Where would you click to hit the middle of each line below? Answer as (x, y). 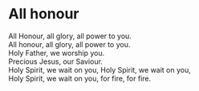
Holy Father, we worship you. (57, 53)
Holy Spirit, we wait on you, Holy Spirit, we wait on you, (99, 69)
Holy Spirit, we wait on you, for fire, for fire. (80, 78)
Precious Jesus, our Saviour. (55, 61)
